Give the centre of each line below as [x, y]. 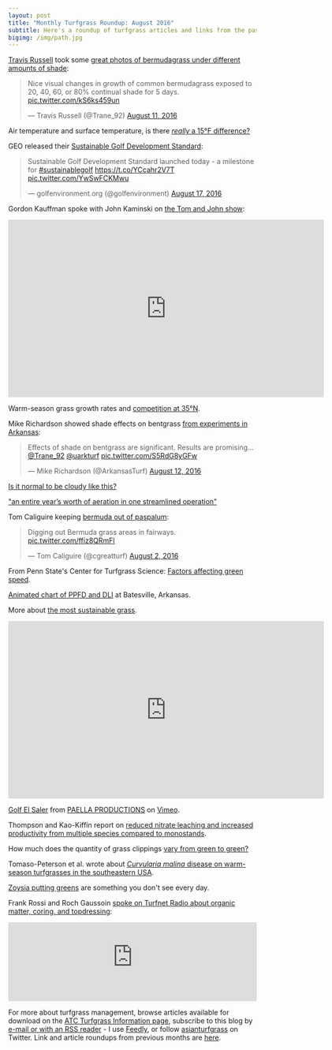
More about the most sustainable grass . [73, 610]
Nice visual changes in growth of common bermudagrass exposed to [140, 84]
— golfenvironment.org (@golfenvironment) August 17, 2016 [125, 193]
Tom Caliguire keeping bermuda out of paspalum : [89, 517]
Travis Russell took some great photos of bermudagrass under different [124, 60]
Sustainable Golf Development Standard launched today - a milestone [141, 162]
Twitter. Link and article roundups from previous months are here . [115, 1037]
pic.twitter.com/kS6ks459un [73, 100]
